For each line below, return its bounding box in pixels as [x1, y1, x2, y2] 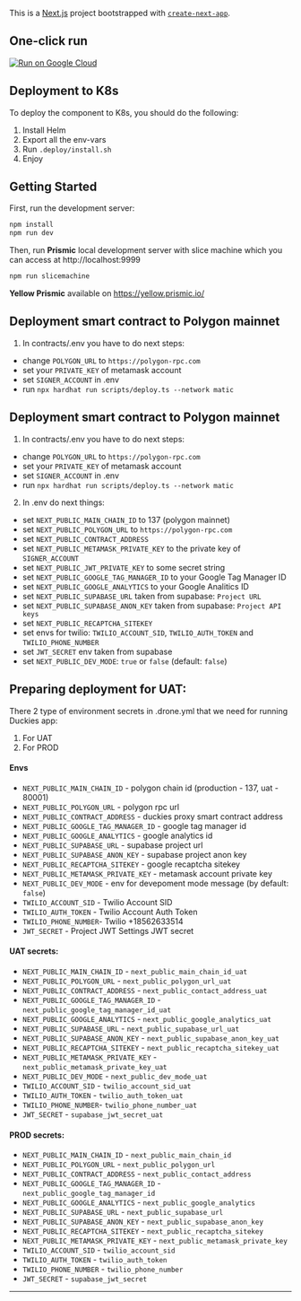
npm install [9, 220, 54, 230]
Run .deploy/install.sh [21, 144, 112, 154]
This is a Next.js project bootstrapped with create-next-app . [9, 8, 231, 18]
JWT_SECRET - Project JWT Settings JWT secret [21, 925, 194, 936]
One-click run [9, 33, 88, 48]
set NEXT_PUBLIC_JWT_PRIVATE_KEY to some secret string [21, 562, 226, 572]
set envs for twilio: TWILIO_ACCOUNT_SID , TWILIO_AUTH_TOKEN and [21, 627, 254, 638]
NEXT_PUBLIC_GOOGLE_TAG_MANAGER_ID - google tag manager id [21, 820, 247, 831]
